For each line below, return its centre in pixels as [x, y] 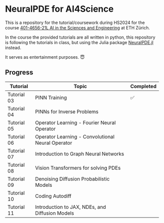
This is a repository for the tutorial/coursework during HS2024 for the [75, 22]
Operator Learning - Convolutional [75, 136]
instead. [13, 47]
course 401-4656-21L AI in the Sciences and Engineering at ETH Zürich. [78, 27]
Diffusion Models [54, 213]
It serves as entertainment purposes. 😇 [45, 57]
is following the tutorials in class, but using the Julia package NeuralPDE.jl [79, 42]
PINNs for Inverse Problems [67, 111]
